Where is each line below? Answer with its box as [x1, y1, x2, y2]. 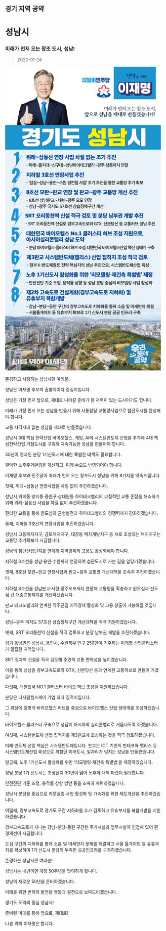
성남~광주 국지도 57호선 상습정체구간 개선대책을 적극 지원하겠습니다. [5, 619, 137, 624]
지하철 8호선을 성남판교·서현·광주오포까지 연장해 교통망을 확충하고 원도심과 [5, 585, 149, 591]
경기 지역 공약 [5, 4, 44, 13]
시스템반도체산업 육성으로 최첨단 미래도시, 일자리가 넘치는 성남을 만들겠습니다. [5, 749, 156, 754]
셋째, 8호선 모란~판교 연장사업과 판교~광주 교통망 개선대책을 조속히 [5, 569, 135, 575]
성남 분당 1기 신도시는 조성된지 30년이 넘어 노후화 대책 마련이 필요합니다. [5, 769, 145, 775]
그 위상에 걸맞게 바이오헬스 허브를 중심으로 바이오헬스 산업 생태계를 [5, 705, 134, 710]
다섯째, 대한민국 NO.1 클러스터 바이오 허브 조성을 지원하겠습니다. [5, 684, 129, 690]
